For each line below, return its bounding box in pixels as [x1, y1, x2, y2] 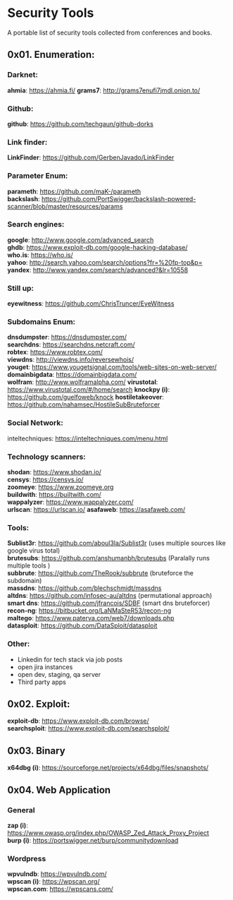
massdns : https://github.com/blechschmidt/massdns [7, 584, 162, 592]
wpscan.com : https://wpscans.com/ [7, 884, 114, 894]
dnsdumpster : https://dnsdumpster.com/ [7, 333, 127, 342]
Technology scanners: [7, 452, 86, 462]
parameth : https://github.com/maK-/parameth [7, 187, 141, 196]
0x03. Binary [7, 745, 65, 757]
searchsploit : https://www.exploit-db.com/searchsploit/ [7, 724, 170, 733]
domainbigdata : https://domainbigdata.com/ [7, 371, 137, 379]
